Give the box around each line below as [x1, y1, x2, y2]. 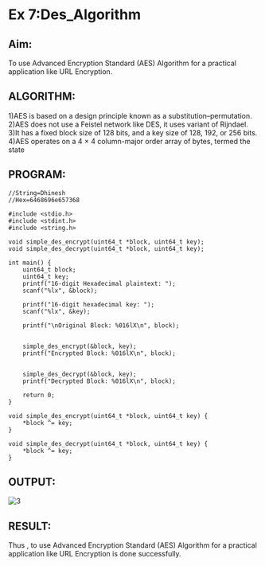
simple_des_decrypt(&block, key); [22, 370, 137, 378]
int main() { [8, 259, 52, 267]
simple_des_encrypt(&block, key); [22, 342, 137, 350]
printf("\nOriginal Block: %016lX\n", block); [22, 321, 180, 330]
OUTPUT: [8, 475, 56, 489]
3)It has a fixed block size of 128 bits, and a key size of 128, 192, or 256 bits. [8, 127, 258, 137]
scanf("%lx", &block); [22, 287, 98, 295]
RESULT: [8, 519, 52, 533]
